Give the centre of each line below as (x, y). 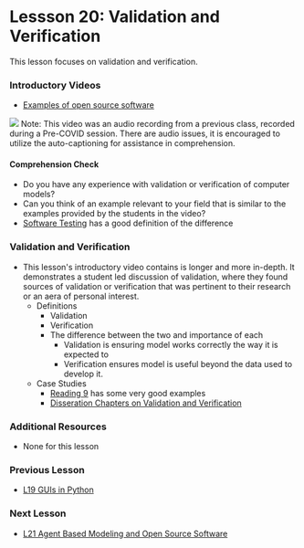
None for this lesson (61, 447)
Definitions (57, 306)
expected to (86, 354)
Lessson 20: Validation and (115, 17)
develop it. (83, 374)
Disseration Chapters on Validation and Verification (146, 403)
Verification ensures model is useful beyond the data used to (178, 364)
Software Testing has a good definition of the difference (128, 223)
